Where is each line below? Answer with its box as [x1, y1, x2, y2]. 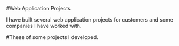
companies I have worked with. [6, 23, 82, 29]
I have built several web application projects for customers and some [6, 16, 174, 23]
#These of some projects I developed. [6, 34, 98, 40]
